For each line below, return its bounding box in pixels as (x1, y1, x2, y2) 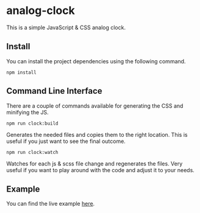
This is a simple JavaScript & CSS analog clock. (6, 24, 126, 31)
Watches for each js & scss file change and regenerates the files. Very (6, 159, 183, 167)
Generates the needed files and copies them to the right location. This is (6, 131, 188, 138)
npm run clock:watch (6, 149, 59, 155)
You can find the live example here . (6, 200, 95, 208)
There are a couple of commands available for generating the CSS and (6, 102, 184, 110)
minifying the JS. (6, 108, 49, 116)
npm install (6, 69, 37, 75)
